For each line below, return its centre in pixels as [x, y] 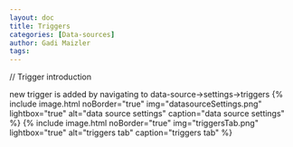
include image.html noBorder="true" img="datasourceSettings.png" [136, 104]
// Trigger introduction [51, 77]
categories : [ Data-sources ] [62, 34]
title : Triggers [40, 26]
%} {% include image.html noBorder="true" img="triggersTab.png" [134, 124]
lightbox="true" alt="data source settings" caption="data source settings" [147, 114]
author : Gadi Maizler [50, 43]
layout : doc [32, 18]
